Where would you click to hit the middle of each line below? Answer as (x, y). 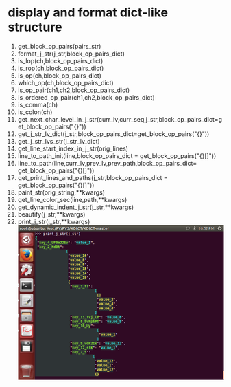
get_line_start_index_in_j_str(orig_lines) (73, 148)
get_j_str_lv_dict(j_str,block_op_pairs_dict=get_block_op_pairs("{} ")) (113, 134)
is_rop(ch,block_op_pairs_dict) (61, 68)
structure (35, 27)
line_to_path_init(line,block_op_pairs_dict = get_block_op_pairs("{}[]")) (117, 155)
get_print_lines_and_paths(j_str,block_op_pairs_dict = (93, 177)
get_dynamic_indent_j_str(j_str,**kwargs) (76, 207)
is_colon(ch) (35, 112)
